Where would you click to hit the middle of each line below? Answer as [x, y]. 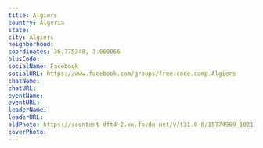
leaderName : [27, 110]
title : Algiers [33, 15]
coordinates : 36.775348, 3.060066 [65, 52]
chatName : [24, 81]
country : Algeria [36, 23]
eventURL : [24, 103]
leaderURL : [26, 117]
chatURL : [22, 88]
